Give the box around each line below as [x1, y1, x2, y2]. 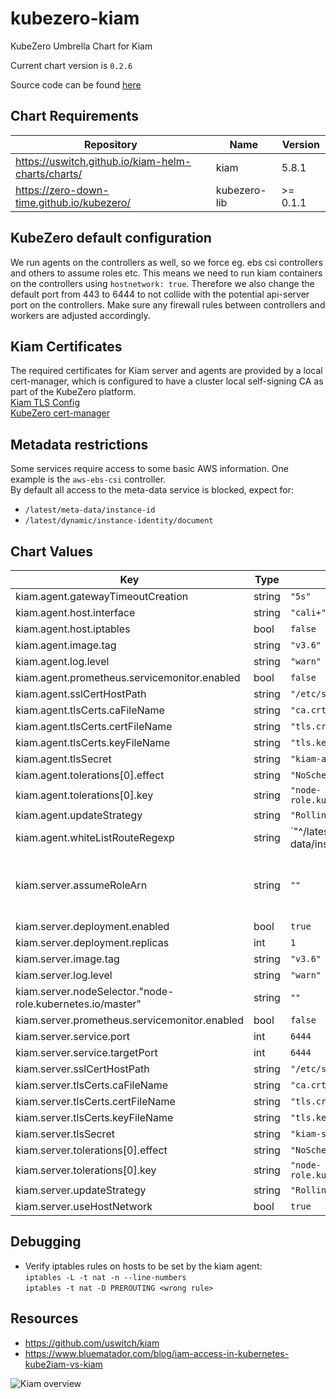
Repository [83, 137, 138, 151]
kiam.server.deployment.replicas [15, 936, 170, 949]
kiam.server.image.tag [15, 952, 120, 966]
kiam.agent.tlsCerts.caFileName [15, 703, 165, 717]
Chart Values [10, 543, 94, 560]
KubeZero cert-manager [10, 407, 110, 419]
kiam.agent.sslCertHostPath [15, 687, 147, 701]
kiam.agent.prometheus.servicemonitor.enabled [15, 671, 241, 684]
